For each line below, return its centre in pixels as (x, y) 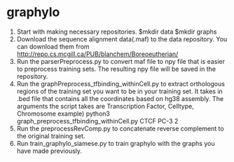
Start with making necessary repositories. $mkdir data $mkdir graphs (117, 32)
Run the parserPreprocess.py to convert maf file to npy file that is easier (121, 61)
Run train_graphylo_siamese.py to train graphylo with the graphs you (116, 143)
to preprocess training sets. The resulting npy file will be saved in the (116, 69)
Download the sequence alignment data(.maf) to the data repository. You (122, 39)
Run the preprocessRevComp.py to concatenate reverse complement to (121, 128)
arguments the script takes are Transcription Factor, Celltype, (105, 106)
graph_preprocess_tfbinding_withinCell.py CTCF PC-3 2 (97, 121)
